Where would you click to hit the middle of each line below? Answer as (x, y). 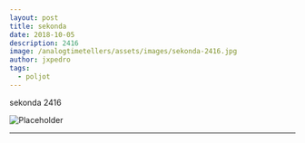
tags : (20, 69)
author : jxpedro (40, 60)
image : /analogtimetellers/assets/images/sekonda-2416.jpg (123, 52)
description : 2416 (44, 43)
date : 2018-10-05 (42, 34)
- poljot (34, 77)
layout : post (34, 18)
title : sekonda (38, 26)
